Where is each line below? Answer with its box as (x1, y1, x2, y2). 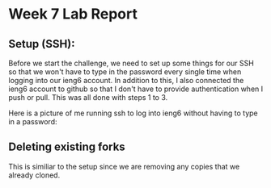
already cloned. (8, 170, 61, 180)
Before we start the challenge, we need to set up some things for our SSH (8, 58, 255, 68)
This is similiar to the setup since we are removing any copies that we (8, 161, 240, 171)
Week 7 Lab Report (8, 5, 138, 23)
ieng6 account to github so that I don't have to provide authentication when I (8, 84, 264, 94)
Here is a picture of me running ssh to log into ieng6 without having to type (8, 108, 258, 118)
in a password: (8, 117, 57, 126)
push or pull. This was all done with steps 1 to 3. (8, 93, 168, 102)
